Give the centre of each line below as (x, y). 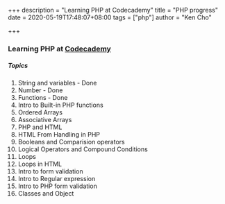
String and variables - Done (57, 83)
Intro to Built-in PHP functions (60, 105)
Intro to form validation (50, 171)
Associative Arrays (45, 119)
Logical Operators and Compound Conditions (83, 149)
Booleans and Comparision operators (71, 142)
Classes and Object (46, 193)
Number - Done (40, 90)
